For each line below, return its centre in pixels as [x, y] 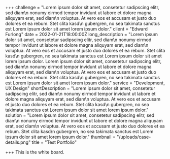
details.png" [18, 142]
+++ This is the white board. [35, 152]
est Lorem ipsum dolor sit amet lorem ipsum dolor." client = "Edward [77, 29]
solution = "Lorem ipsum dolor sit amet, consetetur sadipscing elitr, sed [80, 115]
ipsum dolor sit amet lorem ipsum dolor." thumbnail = [60, 137]
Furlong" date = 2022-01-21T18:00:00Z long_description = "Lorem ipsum [82, 34]
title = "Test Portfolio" [54, 142]
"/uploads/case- [134, 137]
